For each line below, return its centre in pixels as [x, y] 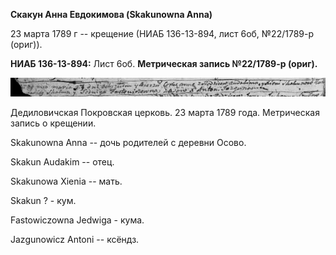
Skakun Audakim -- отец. [62, 162]
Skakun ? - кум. [43, 201]
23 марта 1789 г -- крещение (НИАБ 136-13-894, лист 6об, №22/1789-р [162, 33]
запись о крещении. [53, 123]
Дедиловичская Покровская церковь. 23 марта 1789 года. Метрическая [165, 113]
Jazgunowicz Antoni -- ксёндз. [75, 240]
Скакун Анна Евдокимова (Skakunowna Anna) [111, 14]
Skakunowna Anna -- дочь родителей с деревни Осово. [128, 143]
